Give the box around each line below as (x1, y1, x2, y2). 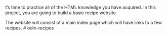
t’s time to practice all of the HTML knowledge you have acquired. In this (5, 5, 156, 10)
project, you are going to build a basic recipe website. (5, 10, 117, 16)
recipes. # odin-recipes (5, 25, 54, 31)
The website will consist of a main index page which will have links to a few (5, 20, 162, 25)
